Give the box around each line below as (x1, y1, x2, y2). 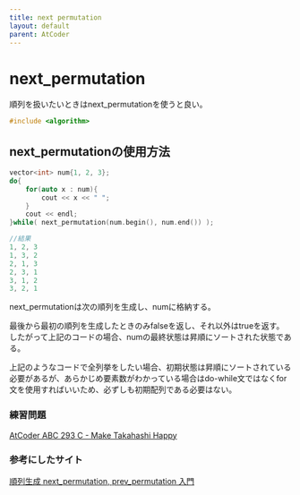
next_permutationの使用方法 (9, 144, 171, 159)
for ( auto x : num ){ (25, 184, 99, 193)
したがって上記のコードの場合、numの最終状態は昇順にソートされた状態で (9, 332, 284, 343)
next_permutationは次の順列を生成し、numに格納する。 (9, 302, 217, 312)
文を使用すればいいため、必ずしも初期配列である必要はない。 (9, 384, 237, 395)
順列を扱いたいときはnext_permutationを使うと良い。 (9, 99, 208, 110)
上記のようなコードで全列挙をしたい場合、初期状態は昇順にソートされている (9, 362, 292, 372)
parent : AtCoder (9, 30, 70, 38)
